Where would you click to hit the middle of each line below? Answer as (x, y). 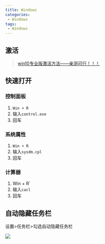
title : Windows (21, 10)
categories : (18, 15)
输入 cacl (22, 190)
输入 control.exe (29, 113)
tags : (11, 24)
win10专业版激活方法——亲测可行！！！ (59, 63)
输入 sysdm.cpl (27, 151)
